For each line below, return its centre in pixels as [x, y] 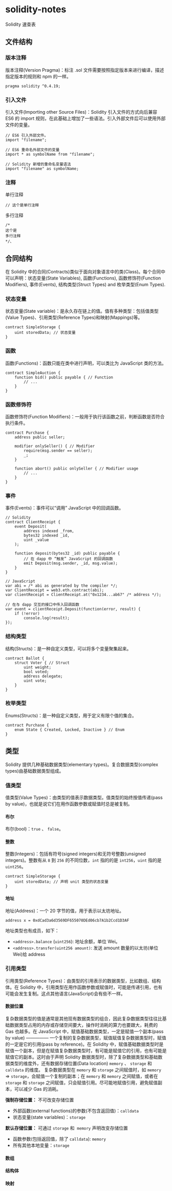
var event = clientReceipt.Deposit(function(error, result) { [73, 609]
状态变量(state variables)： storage [49, 1117]
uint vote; [35, 680]
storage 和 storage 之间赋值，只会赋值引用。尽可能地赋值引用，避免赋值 [82, 1083]
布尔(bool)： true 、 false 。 [35, 829]
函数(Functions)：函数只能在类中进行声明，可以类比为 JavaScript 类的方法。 [86, 363]
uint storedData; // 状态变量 [45, 333]
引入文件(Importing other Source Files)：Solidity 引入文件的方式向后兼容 [81, 112]
